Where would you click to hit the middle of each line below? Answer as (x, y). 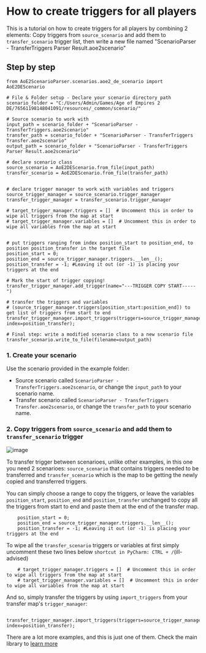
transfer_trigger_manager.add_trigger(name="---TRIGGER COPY (86, 286)
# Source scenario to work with (48, 119)
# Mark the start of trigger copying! (56, 280)
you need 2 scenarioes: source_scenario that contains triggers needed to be (103, 469)
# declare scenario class (39, 162)
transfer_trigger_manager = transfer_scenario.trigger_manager (89, 200)
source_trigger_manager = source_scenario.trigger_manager (83, 194)
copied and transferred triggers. (47, 481)
